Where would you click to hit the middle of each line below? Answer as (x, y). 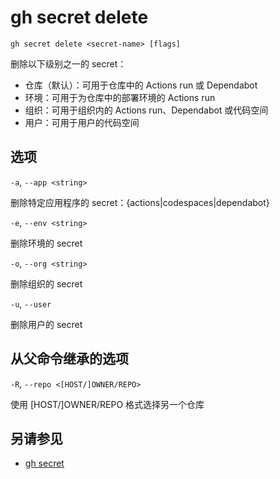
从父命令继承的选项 (69, 359)
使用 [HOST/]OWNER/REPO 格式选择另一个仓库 (107, 404)
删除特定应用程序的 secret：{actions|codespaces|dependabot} (140, 202)
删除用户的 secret (46, 324)
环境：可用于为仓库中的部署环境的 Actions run (120, 97)
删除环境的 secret (46, 243)
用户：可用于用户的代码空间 (82, 122)
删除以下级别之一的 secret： (68, 63)
